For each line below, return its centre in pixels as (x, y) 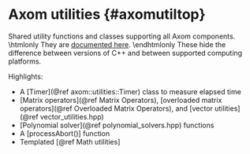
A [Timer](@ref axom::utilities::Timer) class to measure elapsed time (131, 91)
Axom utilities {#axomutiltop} (107, 15)
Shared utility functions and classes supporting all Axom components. (122, 36)
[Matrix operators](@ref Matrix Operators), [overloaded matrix (121, 100)
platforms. (25, 61)
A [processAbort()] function (65, 133)
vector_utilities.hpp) (72, 116)
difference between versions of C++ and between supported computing (125, 53)
